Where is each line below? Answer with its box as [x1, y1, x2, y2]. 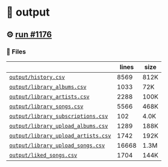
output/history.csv [9, 73, 65, 80]
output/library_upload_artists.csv [9, 132, 111, 139]
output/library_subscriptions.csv [9, 112, 108, 120]
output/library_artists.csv [9, 93, 90, 100]
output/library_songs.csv [9, 103, 84, 110]
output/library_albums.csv [9, 83, 87, 90]
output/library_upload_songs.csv [9, 142, 105, 149]
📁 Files [6, 47, 26, 56]
